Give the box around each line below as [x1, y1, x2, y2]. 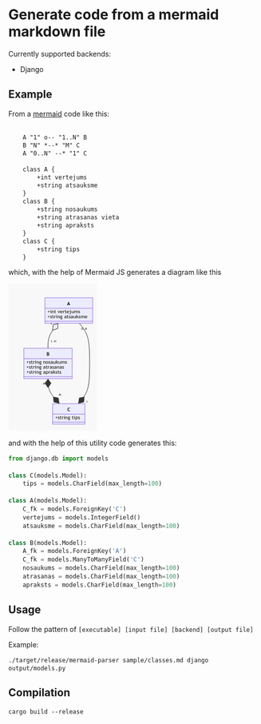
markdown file [8, 22, 106, 41]
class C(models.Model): [8, 471, 88, 479]
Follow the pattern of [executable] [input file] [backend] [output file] [8, 624, 254, 634]
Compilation [8, 686, 70, 699]
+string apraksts [37, 221, 94, 229]
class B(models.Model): [8, 539, 88, 547]
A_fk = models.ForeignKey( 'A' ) [22, 547, 127, 555]
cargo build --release [8, 708, 84, 716]
